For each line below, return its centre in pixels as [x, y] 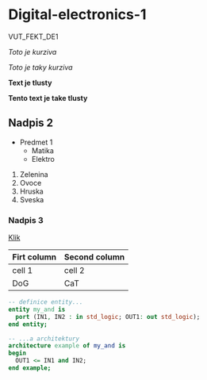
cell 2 [74, 271]
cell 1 [23, 271]
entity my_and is [37, 309]
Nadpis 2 [31, 123]
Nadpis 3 [26, 220]
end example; [30, 368]
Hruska [31, 191]
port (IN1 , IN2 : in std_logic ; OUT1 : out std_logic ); [108, 317]
